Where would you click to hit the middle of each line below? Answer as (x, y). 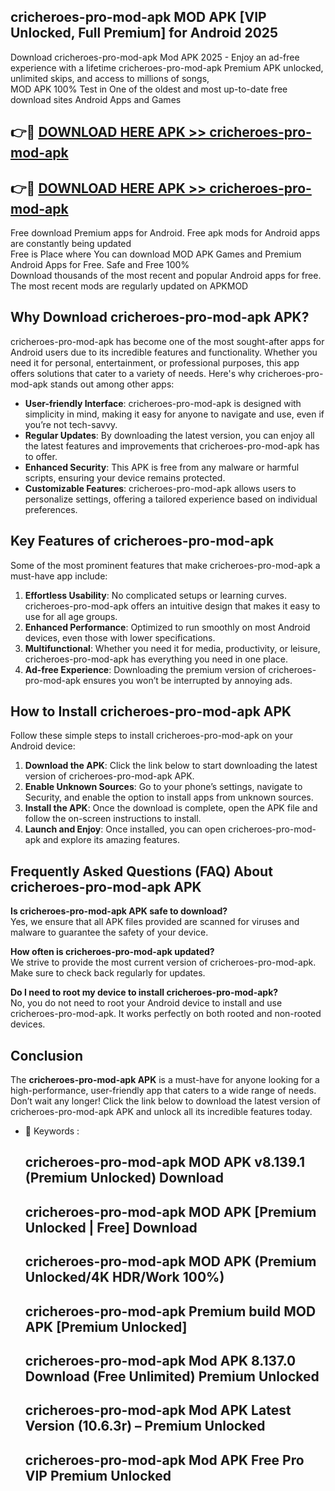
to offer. (41, 456)
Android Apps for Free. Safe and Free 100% (100, 265)
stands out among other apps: (112, 384)
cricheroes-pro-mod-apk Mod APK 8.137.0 (160, 1361)
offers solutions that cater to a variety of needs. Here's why (133, 373)
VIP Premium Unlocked (98, 1475)
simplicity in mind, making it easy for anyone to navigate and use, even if (174, 414)
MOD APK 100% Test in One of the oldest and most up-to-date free (149, 89)
